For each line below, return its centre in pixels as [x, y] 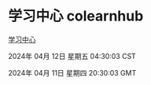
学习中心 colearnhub [76, 16]
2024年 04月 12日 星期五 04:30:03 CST [72, 56]
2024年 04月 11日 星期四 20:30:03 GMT [72, 72]
